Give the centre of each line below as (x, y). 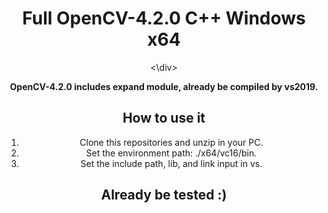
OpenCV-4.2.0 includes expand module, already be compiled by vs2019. (164, 86)
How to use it (164, 118)
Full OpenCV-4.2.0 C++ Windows (164, 18)
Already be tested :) (164, 195)
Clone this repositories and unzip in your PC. (171, 142)
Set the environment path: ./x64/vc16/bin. (171, 153)
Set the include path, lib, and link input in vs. (171, 163)
